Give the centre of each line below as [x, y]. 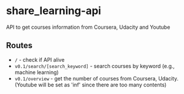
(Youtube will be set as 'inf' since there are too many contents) [91, 85]
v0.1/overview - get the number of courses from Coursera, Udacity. [96, 78]
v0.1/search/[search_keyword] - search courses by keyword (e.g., [95, 66]
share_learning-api [54, 11]
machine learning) [36, 72]
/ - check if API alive [39, 59]
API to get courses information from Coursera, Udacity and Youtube [88, 27]
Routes [19, 46]
